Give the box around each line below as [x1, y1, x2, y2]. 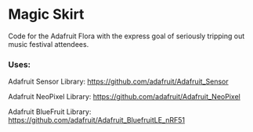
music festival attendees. [8, 39, 89, 48]
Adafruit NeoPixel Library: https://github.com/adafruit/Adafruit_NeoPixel [8, 92, 240, 102]
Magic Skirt [8, 5, 85, 23]
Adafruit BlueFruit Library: [8, 107, 92, 116]
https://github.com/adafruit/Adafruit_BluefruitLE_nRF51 [8, 116, 186, 125]
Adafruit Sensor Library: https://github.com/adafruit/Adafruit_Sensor [8, 77, 229, 87]
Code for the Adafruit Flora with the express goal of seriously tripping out [8, 31, 245, 41]
